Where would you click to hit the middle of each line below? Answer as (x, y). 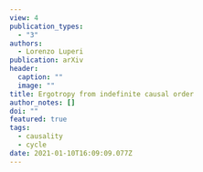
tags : (20, 128)
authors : (26, 43)
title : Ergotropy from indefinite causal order (102, 94)
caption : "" (41, 77)
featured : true (38, 119)
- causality (41, 137)
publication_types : (47, 26)
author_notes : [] (43, 102)
